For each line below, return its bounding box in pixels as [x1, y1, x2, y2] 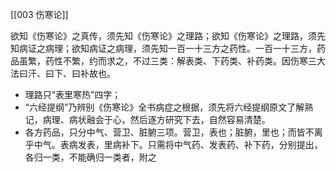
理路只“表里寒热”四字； [24, 89, 122, 100]
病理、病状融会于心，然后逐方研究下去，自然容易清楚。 [42, 114, 271, 125]
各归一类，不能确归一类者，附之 [24, 151, 157, 163]
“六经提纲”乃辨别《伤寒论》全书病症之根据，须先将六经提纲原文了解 [24, 101, 305, 113]
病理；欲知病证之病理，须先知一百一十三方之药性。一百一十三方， [44, 43, 317, 54]
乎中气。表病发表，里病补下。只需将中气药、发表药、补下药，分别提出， [24, 139, 323, 150]
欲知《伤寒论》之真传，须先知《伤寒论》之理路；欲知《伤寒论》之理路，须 [10, 30, 317, 42]
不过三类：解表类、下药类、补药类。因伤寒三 [132, 55, 317, 67]
